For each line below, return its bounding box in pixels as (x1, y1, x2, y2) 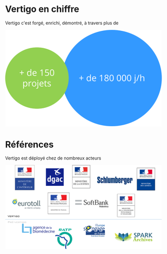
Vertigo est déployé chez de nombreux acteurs (5, 155, 101, 161)
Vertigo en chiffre (5, 3, 80, 15)
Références (5, 139, 54, 150)
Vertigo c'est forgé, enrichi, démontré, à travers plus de (5, 20, 119, 26)
